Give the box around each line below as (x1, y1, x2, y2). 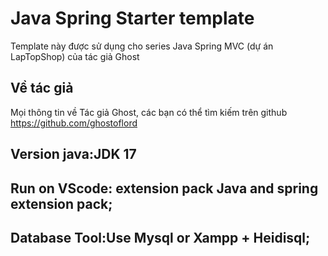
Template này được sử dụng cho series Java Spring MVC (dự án (10, 40, 274, 52)
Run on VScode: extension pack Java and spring (10, 180, 319, 197)
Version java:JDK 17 (10, 146, 137, 163)
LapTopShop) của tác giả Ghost (10, 50, 140, 62)
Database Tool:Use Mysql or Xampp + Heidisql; (10, 229, 311, 246)
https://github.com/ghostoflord (10, 117, 138, 129)
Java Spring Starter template (10, 7, 255, 30)
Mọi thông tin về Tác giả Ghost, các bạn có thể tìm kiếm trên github (10, 106, 288, 118)
